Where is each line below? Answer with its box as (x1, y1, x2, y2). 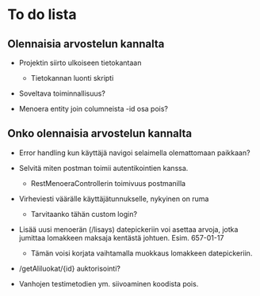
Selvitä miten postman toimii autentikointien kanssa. (18, 163, 189, 173)
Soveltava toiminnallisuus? (18, 89, 106, 98)
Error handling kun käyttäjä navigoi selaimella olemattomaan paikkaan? (18, 148, 250, 157)
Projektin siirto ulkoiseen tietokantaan (18, 58, 142, 67)
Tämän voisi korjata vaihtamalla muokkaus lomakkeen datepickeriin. (30, 248, 253, 258)
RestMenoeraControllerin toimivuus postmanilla (30, 178, 186, 188)
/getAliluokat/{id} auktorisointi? (18, 264, 120, 273)
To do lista (7, 6, 77, 24)
